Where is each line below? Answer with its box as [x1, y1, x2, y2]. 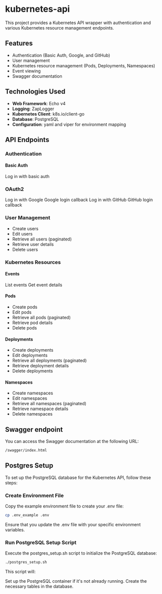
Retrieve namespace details [12, 406, 69, 412]
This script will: [5, 569, 36, 575]
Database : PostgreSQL [12, 116, 59, 122]
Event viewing [12, 68, 41, 74]
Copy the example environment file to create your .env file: [5, 503, 124, 509]
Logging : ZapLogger [12, 106, 54, 112]
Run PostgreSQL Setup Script [5, 539, 77, 546]
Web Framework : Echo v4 [12, 100, 66, 106]
